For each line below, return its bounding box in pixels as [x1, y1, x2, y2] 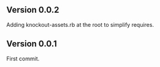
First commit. [6, 55, 40, 62]
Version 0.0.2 [6, 5, 59, 15]
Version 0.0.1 [6, 39, 57, 49]
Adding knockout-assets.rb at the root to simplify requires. [6, 21, 154, 28]
